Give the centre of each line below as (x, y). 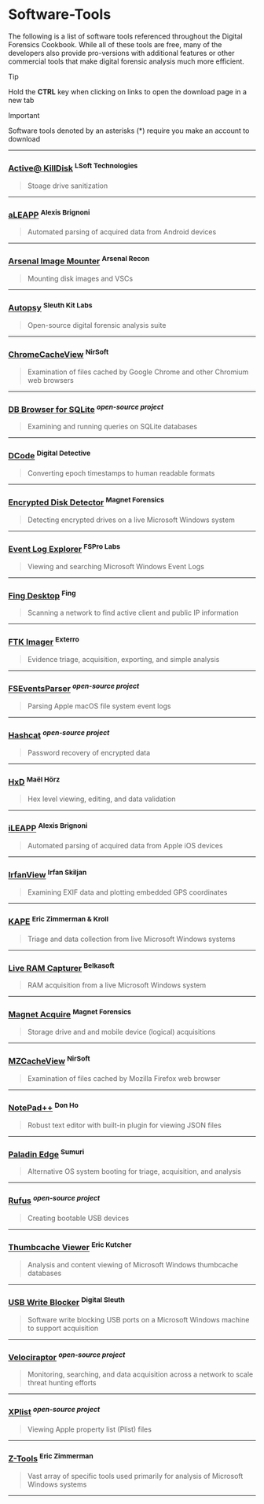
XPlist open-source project (54, 1411)
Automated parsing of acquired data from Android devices (122, 232)
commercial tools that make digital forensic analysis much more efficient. (126, 61)
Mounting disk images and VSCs (80, 279)
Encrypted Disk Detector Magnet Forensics (86, 502)
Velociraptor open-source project (67, 1357)
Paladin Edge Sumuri (46, 1154)
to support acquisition (63, 1328)
